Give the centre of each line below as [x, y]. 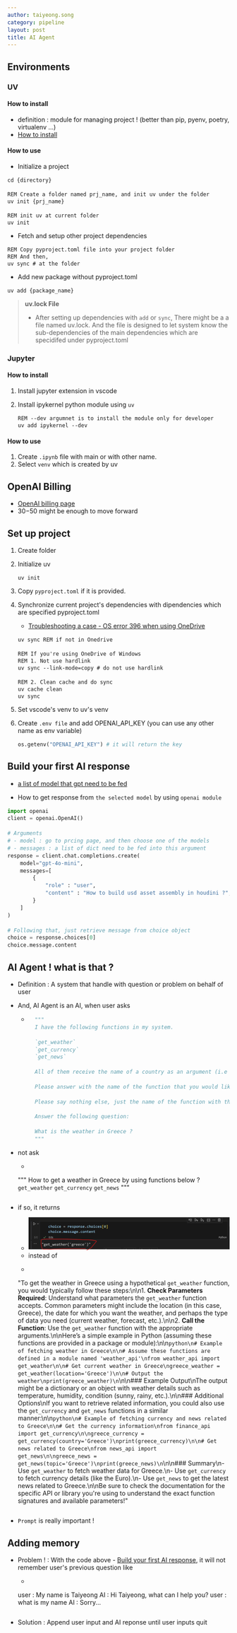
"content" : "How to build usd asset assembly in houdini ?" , [138, 893]
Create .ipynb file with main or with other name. [87, 457]
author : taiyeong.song [41, 15]
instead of [43, 1256]
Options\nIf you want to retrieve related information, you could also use [121, 1403]
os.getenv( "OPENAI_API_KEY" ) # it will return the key [100, 744]
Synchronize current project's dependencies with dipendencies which [119, 604]
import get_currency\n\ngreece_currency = [81, 1434]
